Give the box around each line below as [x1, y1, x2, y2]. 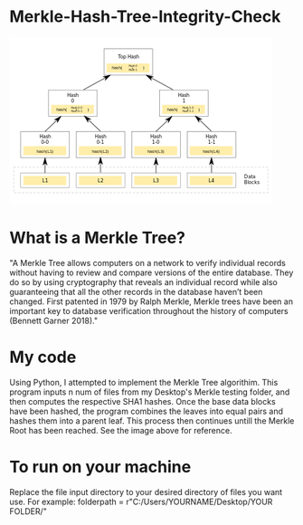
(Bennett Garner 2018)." [9, 315, 98, 326]
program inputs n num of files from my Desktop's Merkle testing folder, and [9, 387, 290, 397]
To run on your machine [9, 457, 192, 477]
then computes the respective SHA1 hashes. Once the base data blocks [9, 396, 276, 406]
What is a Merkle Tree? [9, 228, 186, 248]
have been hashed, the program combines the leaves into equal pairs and [9, 406, 283, 416]
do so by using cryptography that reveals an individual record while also [9, 276, 278, 287]
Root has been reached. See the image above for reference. [9, 425, 232, 435]
